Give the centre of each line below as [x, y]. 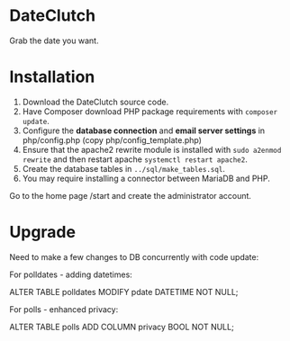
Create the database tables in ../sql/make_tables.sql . [123, 168]
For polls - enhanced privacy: [64, 309]
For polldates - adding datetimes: [71, 274]
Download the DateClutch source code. [95, 102]
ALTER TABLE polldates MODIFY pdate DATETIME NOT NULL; [124, 292]
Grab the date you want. [54, 40]
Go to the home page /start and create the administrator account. [131, 195]
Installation [52, 77]
